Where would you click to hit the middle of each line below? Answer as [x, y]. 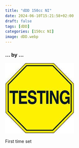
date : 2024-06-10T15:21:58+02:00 [39, 16]
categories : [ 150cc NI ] [30, 32]
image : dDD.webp [22, 37]
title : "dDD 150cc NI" [28, 10]
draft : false [19, 21]
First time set [19, 142]
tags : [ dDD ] [17, 26]
